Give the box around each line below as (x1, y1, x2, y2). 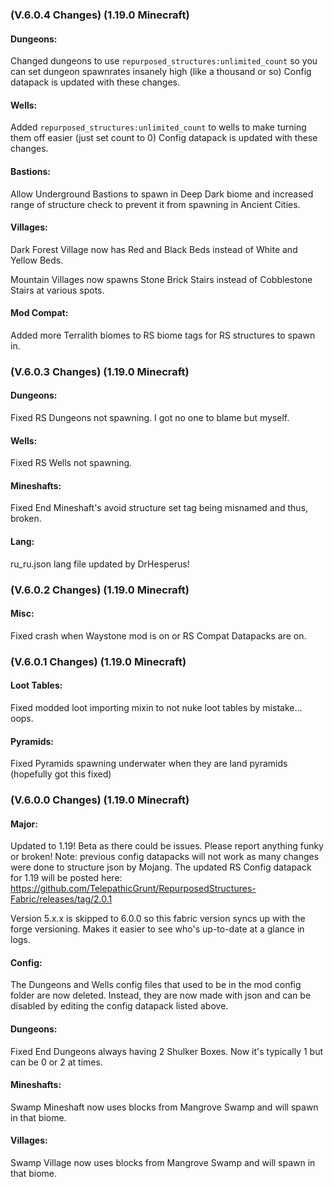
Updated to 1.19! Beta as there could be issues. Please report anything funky (10, 840, 324, 852)
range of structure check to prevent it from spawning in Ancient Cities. (10, 198, 301, 210)
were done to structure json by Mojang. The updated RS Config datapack (10, 861, 312, 873)
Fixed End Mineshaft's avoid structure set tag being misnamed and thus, (10, 502, 309, 514)
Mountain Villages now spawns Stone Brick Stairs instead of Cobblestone (10, 273, 313, 285)
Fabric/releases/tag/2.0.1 (10, 893, 113, 905)
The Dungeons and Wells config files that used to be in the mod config (10, 979, 302, 991)
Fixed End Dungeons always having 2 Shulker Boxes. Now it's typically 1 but (10, 1045, 324, 1057)
